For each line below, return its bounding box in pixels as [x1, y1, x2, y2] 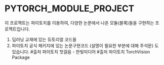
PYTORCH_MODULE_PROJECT [4, 3, 134, 14]
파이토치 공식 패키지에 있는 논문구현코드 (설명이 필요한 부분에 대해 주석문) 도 [11, 42, 159, 48]
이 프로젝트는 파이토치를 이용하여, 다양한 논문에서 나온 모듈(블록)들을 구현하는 [4, 20, 154, 26]
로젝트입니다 [4, 26, 29, 32]
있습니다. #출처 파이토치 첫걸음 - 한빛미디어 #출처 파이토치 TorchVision [11, 49, 150, 55]
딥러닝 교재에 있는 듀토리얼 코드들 [11, 36, 77, 42]
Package [11, 54, 30, 60]
